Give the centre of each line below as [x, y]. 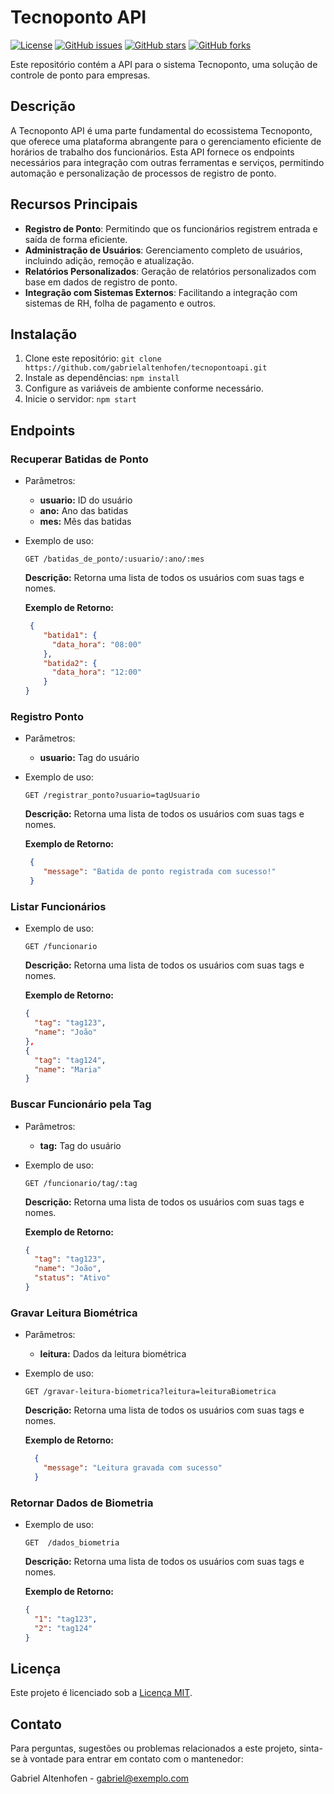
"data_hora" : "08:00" [96, 644]
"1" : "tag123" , [66, 1619]
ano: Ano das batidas [84, 511]
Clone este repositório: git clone [93, 358]
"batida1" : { [70, 635]
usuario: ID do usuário [86, 500]
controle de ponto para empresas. [80, 75]
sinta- [310, 1748]
